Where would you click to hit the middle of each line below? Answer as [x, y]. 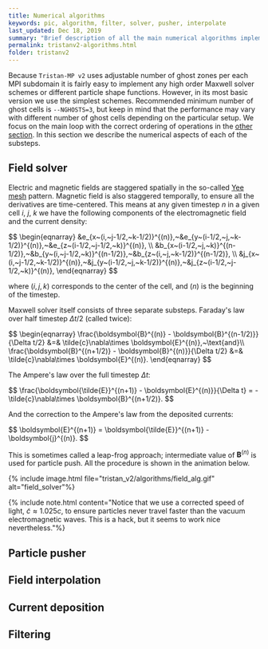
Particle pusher [47, 553]
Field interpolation [55, 580]
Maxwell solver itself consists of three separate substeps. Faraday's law [126, 310]
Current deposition [57, 607]
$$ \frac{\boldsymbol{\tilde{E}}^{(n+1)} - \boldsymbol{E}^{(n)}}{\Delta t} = [131, 390]
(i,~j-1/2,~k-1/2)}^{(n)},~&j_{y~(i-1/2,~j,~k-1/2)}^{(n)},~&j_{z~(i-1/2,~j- [122, 262]
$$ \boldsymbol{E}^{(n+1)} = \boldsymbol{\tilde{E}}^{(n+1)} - [109, 429]
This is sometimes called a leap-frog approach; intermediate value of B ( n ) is [132, 454]
